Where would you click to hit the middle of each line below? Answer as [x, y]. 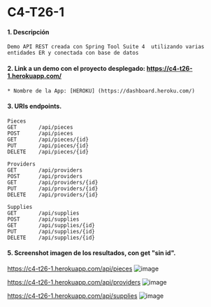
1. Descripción [28, 32]
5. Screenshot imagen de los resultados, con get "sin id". [92, 253]
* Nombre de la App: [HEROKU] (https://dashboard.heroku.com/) [101, 91]
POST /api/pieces [40, 133]
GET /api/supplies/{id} [51, 225]
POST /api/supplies [43, 219]
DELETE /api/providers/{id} [53, 195]
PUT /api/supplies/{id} [51, 231]
